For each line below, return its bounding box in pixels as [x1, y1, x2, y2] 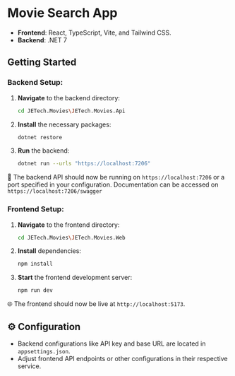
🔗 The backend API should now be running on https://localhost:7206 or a [7, 173, 225, 182]
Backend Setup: [7, 78, 64, 88]
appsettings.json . [17, 346, 71, 355]
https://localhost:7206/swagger [7, 188, 102, 195]
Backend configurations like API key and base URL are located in [17, 339, 206, 348]
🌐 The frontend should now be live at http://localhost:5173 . [7, 300, 186, 308]
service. [17, 362, 42, 370]
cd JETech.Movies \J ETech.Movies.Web [17, 234, 126, 241]
